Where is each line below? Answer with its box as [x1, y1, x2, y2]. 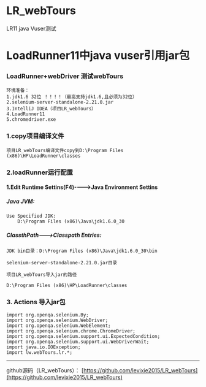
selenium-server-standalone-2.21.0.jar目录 [6, 260, 118, 266]
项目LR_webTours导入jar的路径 [6, 272, 77, 278]
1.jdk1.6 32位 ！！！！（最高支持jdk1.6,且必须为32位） [6, 94, 137, 100]
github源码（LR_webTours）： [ [6, 367, 84, 374]
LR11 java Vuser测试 [6, 25, 56, 32]
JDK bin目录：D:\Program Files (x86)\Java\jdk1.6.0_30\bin [6, 248, 158, 255]
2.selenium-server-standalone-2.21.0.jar [6, 99, 114, 105]
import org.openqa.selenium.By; [6, 312, 89, 318]
